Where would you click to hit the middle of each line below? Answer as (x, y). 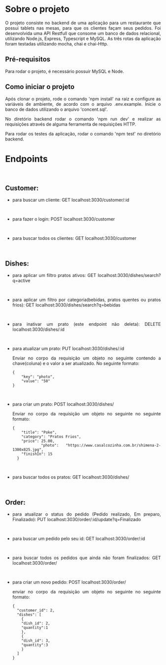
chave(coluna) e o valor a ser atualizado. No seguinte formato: (76, 363)
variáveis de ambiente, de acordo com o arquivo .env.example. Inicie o (83, 104)
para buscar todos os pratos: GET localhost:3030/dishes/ (71, 477)
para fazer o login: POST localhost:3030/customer (63, 219)
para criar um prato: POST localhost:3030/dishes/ (63, 404)
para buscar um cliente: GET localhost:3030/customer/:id (71, 200)
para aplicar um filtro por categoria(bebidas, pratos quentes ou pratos (86, 300)
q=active (21, 281)
